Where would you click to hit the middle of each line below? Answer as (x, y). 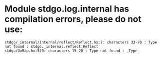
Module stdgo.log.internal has (67, 9)
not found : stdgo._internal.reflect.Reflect (51, 46)
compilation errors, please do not (73, 19)
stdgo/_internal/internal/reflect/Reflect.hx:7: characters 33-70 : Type (81, 42)
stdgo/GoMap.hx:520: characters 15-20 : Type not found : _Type (71, 51)
